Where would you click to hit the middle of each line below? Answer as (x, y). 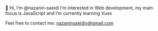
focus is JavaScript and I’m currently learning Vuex (59, 13)
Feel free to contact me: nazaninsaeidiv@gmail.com (59, 23)
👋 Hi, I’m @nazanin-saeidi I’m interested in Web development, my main (79, 8)
